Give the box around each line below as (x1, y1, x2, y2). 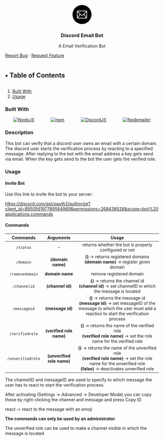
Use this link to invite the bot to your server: (5, 191, 93, 197)
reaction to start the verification (85, 311, 149, 317)
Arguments (47, 235, 71, 241)
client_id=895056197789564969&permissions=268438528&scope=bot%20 (5, 206, 159, 212)
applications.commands (5, 211, 53, 217)
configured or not (100, 247, 135, 253)
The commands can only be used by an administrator (5, 416, 116, 421)
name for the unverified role (89, 361, 145, 367)
